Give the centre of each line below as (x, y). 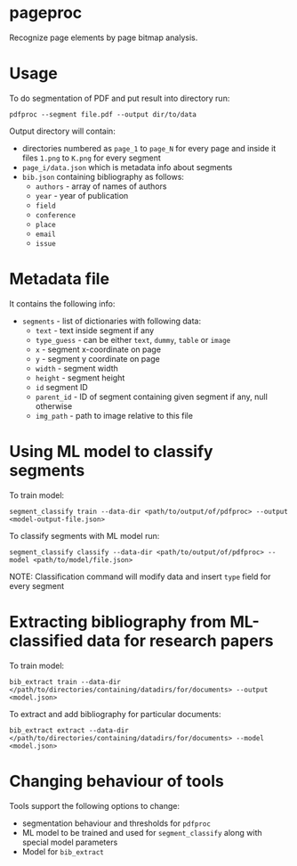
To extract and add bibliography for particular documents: (115, 714)
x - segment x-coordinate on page (98, 349)
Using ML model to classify (111, 452)
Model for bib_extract (63, 851)
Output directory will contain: (62, 131)
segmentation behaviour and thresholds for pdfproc (116, 823)
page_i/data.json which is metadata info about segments (127, 167)
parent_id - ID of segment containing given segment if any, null (152, 396)
